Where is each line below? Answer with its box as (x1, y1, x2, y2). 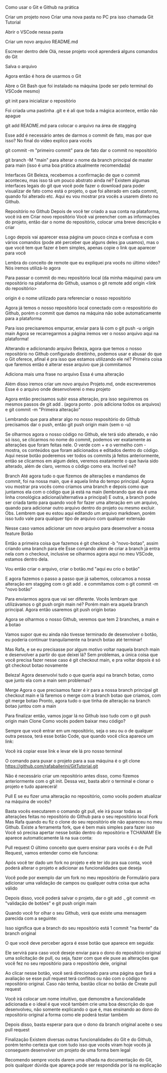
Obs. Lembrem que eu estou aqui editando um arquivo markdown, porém (5, 510, 156, 516)
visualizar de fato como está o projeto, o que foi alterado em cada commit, (5, 188, 158, 194)
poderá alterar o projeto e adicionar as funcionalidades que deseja (5, 865, 142, 871)
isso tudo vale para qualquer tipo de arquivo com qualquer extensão (5, 515, 146, 521)
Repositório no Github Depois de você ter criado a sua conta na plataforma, (5, 208, 161, 214)
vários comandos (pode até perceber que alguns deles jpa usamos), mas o (5, 239, 159, 245)
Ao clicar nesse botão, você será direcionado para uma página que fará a (5, 970, 156, 976)
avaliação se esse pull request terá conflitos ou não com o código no (5, 975, 147, 981)
